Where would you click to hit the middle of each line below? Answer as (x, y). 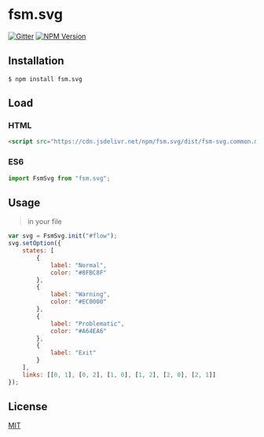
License (28, 407)
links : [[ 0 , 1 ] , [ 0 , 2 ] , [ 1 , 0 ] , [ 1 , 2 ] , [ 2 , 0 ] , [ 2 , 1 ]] (119, 375)
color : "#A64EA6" (79, 331)
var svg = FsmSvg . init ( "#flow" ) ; (63, 236)
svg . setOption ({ (35, 244)
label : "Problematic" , (87, 324)
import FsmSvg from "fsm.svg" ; (59, 178)
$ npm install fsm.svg (45, 79)
